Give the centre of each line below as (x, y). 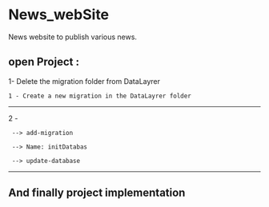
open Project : (44, 62)
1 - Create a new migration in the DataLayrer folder (100, 96)
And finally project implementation (97, 193)
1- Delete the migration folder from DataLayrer (84, 81)
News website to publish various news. (73, 37)
